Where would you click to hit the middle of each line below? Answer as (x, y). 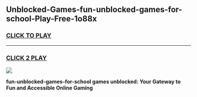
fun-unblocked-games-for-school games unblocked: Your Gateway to (94, 81)
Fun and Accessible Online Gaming (50, 88)
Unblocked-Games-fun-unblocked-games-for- (94, 10)
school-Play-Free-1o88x (52, 19)
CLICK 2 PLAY (26, 58)
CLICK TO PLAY (29, 36)
